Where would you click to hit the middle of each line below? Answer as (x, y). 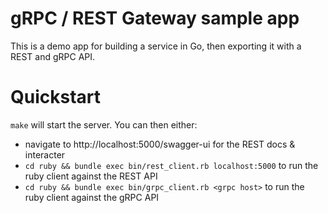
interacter (45, 154)
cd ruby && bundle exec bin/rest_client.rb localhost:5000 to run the (171, 165)
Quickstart (56, 97)
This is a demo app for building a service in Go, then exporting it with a (156, 46)
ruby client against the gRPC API (92, 197)
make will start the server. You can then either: (104, 124)
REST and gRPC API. (53, 56)
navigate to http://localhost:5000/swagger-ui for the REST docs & (160, 144)
